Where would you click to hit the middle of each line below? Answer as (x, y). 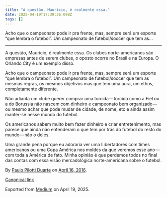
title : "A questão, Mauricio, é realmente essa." (58, 10)
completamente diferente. (32, 89)
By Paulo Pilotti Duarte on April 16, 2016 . (46, 170)
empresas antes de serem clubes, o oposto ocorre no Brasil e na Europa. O (82, 58)
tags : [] (14, 19)
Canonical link (20, 180)
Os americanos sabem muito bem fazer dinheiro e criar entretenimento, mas (83, 124)
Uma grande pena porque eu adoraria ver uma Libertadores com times (78, 145)
